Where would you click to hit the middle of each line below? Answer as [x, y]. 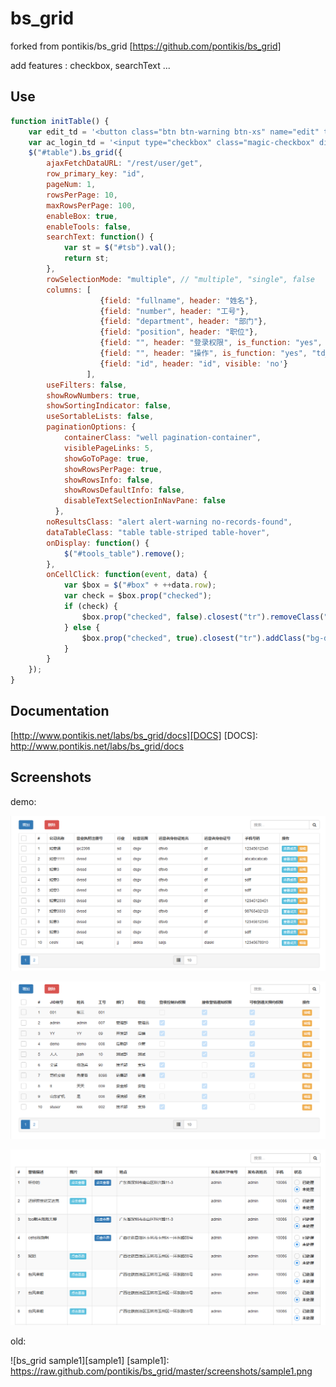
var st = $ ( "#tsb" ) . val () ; [120, 248]
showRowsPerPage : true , [113, 469]
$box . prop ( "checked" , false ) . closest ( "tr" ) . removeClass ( [203, 617]
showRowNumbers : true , [93, 395]
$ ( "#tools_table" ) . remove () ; [124, 553]
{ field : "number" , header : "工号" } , [174, 311]
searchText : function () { [100, 237]
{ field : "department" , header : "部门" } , [183, 322]
